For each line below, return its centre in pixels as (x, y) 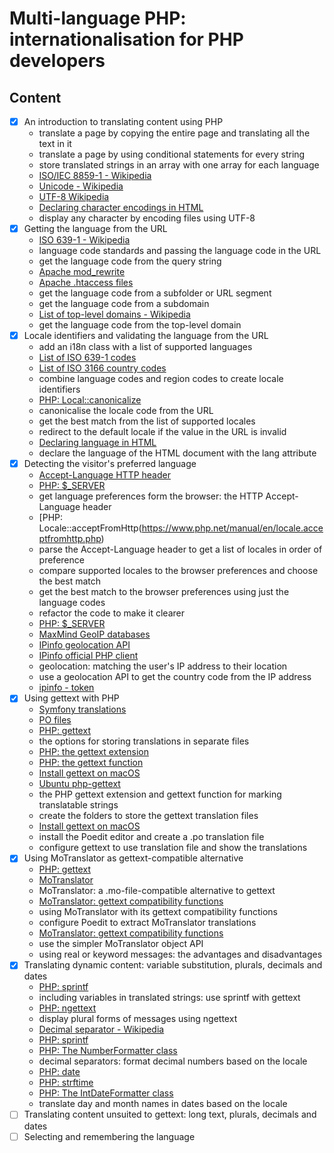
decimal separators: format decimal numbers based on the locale (173, 1061)
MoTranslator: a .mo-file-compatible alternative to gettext (157, 891)
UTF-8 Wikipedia (74, 197)
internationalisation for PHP (126, 39)
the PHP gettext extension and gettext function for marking (160, 794)
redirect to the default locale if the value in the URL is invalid (162, 432)
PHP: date (59, 1072)
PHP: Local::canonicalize (90, 400)
